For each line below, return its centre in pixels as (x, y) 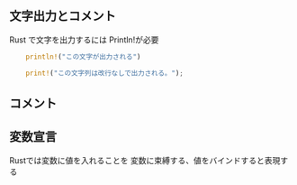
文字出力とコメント (63, 16)
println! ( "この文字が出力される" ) (83, 57)
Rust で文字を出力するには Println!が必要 (84, 40)
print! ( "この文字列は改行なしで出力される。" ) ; (105, 73)
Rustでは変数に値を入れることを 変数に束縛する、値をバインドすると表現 (145, 160)
